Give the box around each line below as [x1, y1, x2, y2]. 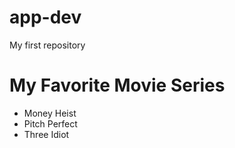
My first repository [9, 39, 86, 51]
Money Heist [23, 107, 77, 119]
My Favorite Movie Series [9, 74, 226, 97]
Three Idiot [23, 128, 70, 140]
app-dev [9, 6, 82, 29]
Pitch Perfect [23, 117, 78, 130]
